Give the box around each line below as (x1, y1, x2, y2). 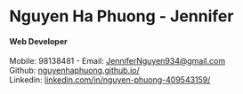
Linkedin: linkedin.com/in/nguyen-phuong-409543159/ (9, 74, 211, 85)
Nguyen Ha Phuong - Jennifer (9, 6, 234, 27)
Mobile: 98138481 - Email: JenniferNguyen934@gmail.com (9, 56, 225, 67)
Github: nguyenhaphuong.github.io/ (9, 65, 140, 76)
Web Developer (9, 35, 69, 46)
